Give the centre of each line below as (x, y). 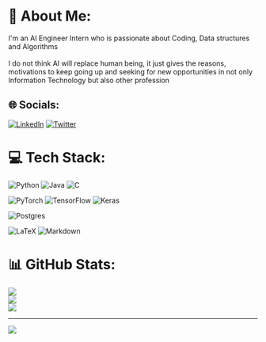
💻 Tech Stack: (57, 157)
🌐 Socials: (34, 105)
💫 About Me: (50, 16)
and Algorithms (33, 46)
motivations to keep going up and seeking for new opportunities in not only (131, 71)
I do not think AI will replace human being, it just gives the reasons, (117, 63)
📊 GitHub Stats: (62, 264)
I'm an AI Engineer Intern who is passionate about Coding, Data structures (129, 38)
